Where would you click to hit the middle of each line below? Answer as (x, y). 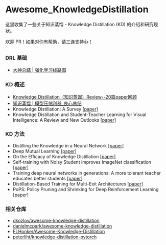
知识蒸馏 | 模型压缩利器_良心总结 (47, 103)
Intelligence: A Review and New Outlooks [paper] (64, 120)
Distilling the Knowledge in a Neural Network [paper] (68, 145)
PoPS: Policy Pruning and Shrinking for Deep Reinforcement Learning (86, 189)
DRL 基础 (16, 58)
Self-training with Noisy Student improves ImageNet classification (82, 162)
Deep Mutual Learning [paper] (44, 151)
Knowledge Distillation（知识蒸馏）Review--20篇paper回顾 (75, 97)
